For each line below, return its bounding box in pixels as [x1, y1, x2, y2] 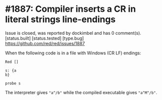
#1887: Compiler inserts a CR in [5, 3, 136, 15]
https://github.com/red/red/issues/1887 [5, 40, 85, 46]
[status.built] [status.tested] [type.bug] [5, 35, 84, 41]
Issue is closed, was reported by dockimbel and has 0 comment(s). [5, 30, 141, 36]
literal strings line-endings [5, 14, 116, 25]
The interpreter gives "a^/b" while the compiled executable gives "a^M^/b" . [5, 89, 158, 95]
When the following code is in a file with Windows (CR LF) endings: [5, 50, 141, 56]
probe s [5, 81, 21, 86]
